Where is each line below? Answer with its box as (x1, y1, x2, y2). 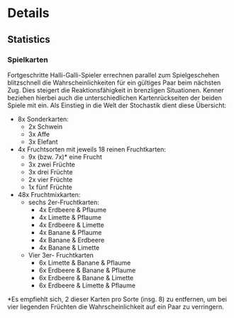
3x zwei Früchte (28, 160, 76, 169)
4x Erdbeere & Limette (38, 221, 104, 229)
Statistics (7, 33, 51, 46)
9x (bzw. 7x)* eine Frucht (28, 152, 103, 161)
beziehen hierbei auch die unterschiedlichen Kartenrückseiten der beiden (7, 93, 222, 102)
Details (7, 5, 50, 21)
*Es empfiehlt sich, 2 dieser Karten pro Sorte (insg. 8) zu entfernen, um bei (7, 295, 227, 303)
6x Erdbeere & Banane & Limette (38, 273, 134, 282)
